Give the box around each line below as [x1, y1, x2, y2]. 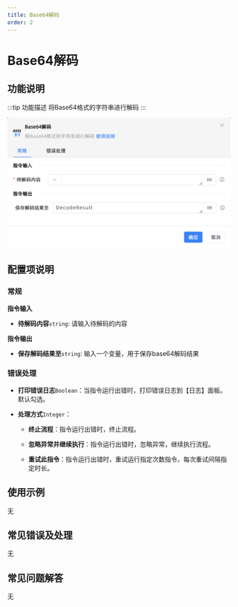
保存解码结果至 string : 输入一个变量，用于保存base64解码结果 [17, 349, 200, 357]
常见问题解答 [7, 572, 64, 584]
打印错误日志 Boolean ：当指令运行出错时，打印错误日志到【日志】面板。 [17, 386, 227, 394]
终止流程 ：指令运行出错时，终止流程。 [28, 424, 140, 433]
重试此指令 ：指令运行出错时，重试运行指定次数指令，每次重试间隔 [28, 455, 221, 463]
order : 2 [7, 18, 33, 26]
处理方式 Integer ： [17, 410, 72, 418]
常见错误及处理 [7, 529, 73, 541]
